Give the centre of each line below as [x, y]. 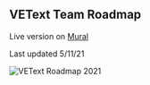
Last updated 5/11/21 [47, 54]
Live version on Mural [49, 36]
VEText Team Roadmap [75, 15]
